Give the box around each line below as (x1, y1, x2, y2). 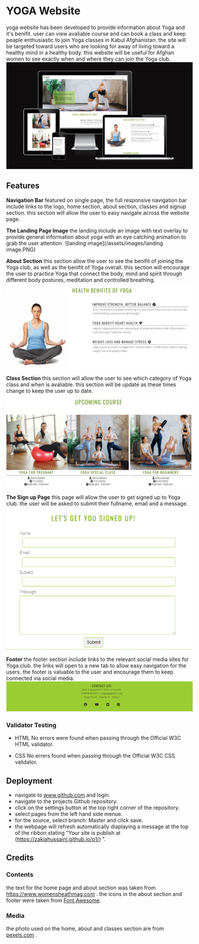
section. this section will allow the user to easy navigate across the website (6, 209, 190, 216)
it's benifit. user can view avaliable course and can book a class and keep (6, 30, 186, 37)
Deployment (6, 775, 53, 786)
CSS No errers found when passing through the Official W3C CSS (14, 752, 175, 759)
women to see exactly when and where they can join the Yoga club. (6, 55, 171, 62)
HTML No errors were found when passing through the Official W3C (14, 735, 182, 742)
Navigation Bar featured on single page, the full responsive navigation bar (6, 196, 188, 204)
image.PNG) (6, 246, 36, 253)
